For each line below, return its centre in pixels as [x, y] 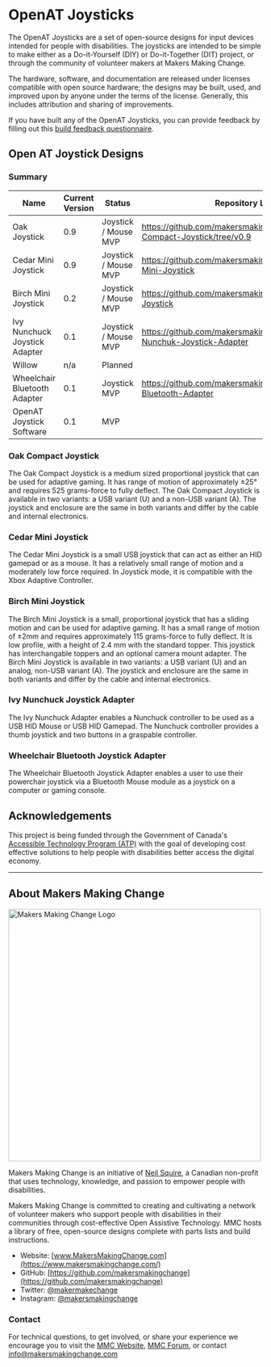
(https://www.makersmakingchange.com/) [90, 1264]
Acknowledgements [60, 816]
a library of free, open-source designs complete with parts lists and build [129, 1231]
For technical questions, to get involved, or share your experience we [123, 1337]
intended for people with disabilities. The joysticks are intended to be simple [135, 45]
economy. [25, 861]
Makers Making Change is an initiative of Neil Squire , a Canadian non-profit [133, 1172]
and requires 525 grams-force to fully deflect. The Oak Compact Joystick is [134, 490]
